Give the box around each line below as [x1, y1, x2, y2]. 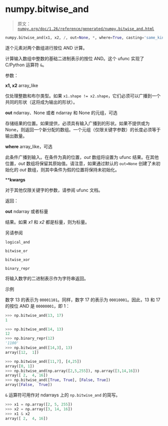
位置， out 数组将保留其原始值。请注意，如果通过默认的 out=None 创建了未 [5, 160, 156, 166]
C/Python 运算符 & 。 [5, 62, 47, 68]
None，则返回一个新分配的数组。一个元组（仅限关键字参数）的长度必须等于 [5, 126, 161, 132]
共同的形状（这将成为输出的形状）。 [5, 99, 77, 105]
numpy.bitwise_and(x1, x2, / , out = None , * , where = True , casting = [5, 35, 144, 40]
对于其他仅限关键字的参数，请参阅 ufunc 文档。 [5, 187, 103, 193]
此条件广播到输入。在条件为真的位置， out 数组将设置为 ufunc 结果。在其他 [5, 154, 159, 160]
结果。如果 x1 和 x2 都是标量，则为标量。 [5, 219, 90, 225]
